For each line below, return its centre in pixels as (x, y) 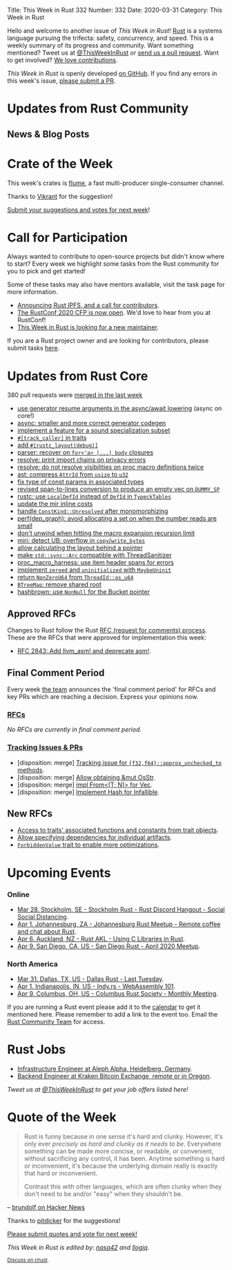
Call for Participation (68, 237)
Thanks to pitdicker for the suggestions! (64, 1221)
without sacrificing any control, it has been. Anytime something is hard (124, 1159)
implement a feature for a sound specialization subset (94, 430)
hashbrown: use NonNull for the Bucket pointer (84, 592)
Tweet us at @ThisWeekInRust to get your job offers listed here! (98, 1090)
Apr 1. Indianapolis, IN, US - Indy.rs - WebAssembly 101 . (96, 986)
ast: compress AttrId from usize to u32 (73, 474)
